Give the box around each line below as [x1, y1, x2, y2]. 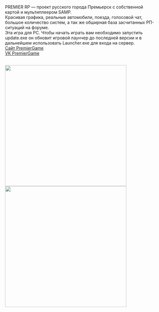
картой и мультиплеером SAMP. [5, 9, 72, 15]
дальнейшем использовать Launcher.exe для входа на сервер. [5, 40, 135, 45]
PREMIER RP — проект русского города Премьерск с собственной [5, 4, 143, 10]
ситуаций [5, 25, 25, 30]
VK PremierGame [5, 50, 40, 56]
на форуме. [25, 25, 49, 30]
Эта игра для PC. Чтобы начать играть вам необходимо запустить [5, 30, 143, 35]
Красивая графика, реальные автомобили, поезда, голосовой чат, [5, 15, 143, 20]
